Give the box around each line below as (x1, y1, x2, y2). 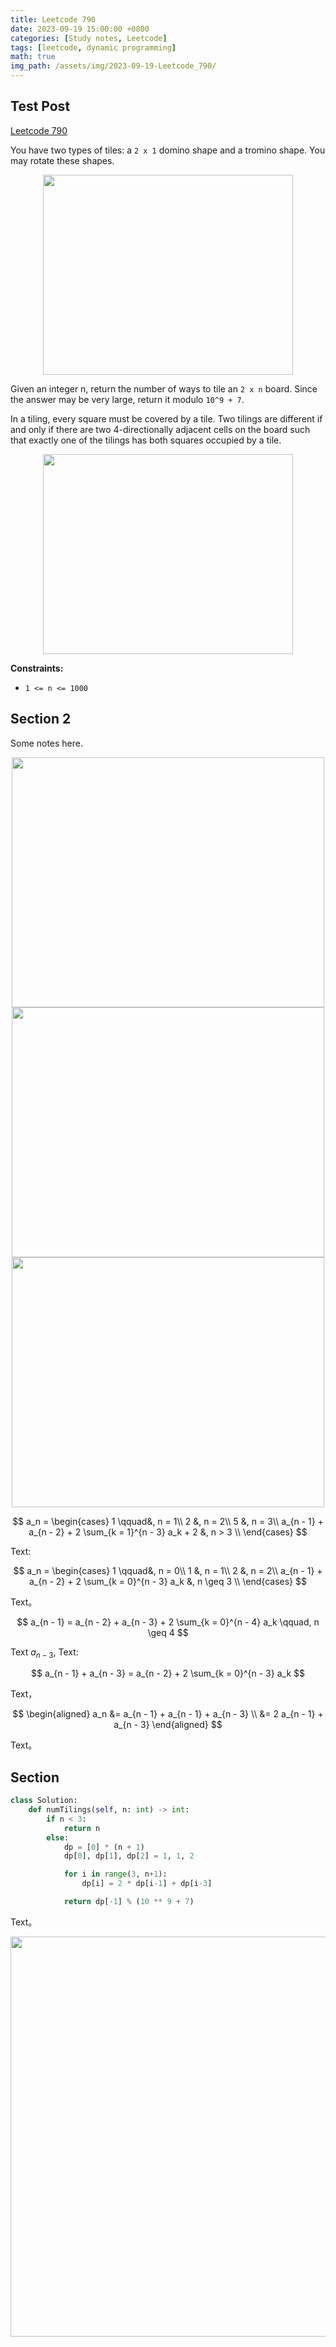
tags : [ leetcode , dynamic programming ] (10, 42, 177, 53)
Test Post (10, 98, 71, 115)
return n (63, 1823, 101, 1833)
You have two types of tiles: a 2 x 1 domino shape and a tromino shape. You (10, 144, 326, 156)
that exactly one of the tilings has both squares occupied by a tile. (10, 434, 282, 446)
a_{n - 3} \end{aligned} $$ (113, 1719, 223, 1731)
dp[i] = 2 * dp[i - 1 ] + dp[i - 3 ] (81, 1879, 213, 1889)
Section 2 (10, 711, 72, 728)
